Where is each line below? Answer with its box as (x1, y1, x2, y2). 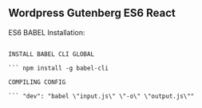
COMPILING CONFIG (8, 78, 66, 86)
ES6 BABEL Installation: (8, 27, 85, 37)
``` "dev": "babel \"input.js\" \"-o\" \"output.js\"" (8, 92, 195, 100)
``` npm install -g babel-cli (8, 64, 109, 72)
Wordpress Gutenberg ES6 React (8, 6, 176, 20)
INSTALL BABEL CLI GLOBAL (8, 50, 94, 58)
